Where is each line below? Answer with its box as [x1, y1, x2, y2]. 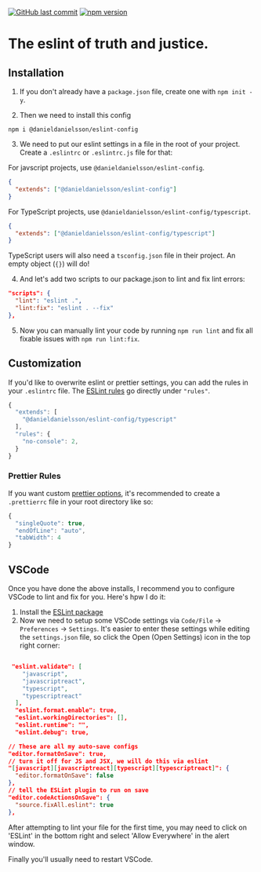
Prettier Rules [8, 471, 61, 482]
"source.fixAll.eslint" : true [15, 801, 114, 808]
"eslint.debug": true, [15, 728, 89, 736]
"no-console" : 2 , [22, 437, 79, 445]
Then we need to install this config [19, 111, 132, 119]
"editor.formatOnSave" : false [15, 772, 114, 780]
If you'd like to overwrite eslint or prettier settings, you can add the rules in [8, 378, 248, 387]
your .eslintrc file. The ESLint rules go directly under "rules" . [8, 385, 210, 396]
